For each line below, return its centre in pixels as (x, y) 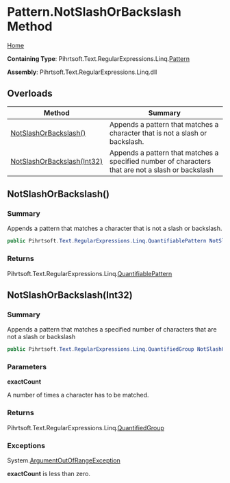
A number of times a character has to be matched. (78, 395)
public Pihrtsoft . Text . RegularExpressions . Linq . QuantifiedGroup (101, 349)
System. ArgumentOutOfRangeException (64, 460)
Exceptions (26, 445)
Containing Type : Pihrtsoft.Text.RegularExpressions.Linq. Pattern (99, 58)
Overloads (30, 94)
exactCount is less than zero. (49, 474)
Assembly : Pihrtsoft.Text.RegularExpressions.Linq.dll (82, 72)
